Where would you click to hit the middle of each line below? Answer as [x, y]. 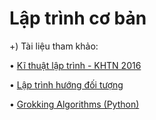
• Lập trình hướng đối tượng [66, 84]
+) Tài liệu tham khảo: [54, 46]
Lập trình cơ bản [78, 18]
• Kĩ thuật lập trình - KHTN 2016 [75, 65]
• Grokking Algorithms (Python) [74, 104]
